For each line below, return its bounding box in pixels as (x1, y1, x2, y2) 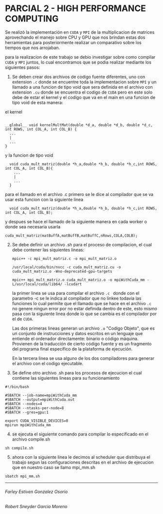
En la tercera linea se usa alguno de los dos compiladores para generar (12, 355, 154, 361)
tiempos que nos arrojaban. (5, 45, 60, 50)
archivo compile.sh (12, 436, 50, 442)
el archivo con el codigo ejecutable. (12, 360, 83, 366)
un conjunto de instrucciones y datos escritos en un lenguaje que (12, 330, 143, 336)
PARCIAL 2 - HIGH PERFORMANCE (5, 3, 147, 14)
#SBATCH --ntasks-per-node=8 (5, 405, 64, 410)
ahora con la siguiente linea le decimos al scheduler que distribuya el (12, 454, 150, 460)
